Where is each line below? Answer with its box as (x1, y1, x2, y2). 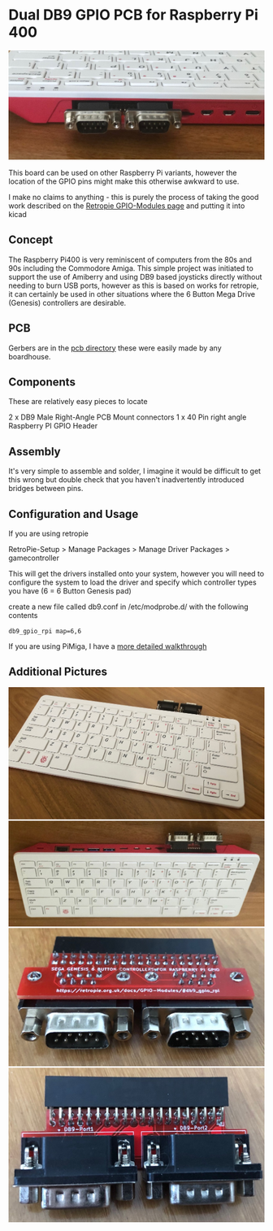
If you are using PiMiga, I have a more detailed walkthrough (8, 642, 207, 651)
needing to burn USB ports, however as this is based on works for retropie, (8, 281, 259, 290)
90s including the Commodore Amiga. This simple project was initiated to (8, 263, 253, 273)
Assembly (8, 445, 61, 459)
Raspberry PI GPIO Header (8, 421, 98, 431)
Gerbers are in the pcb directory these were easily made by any (8, 343, 222, 353)
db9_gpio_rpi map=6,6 (8, 628, 82, 636)
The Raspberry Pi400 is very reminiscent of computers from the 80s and (8, 254, 252, 264)
